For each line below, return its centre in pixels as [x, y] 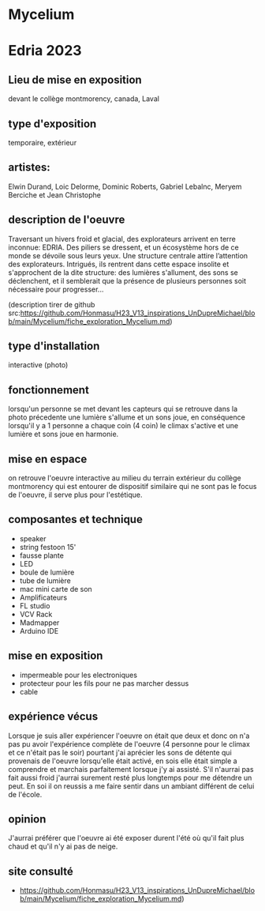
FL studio [35, 605]
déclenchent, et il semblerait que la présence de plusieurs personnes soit [127, 280]
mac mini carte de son [56, 589]
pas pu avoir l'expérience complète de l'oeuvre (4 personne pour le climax [129, 743]
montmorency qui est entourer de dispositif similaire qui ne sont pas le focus [132, 487]
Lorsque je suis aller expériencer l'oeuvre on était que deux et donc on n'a [129, 736]
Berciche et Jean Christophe [54, 194]
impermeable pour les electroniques [78, 675]
